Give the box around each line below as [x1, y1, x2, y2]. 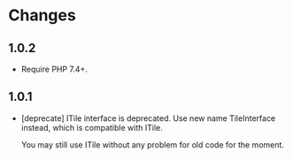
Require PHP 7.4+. [20, 64, 88, 74]
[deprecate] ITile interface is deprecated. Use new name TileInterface [20, 112, 276, 124]
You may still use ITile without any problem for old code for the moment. [20, 139, 285, 150]
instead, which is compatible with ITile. [20, 122, 163, 132]
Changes [8, 5, 76, 26]
